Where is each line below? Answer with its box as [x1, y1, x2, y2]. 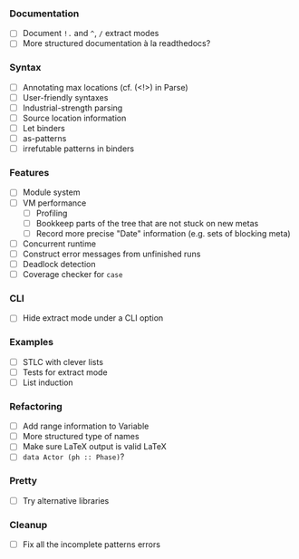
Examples [9, 336, 54, 349]
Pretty [9, 475, 38, 487]
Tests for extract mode [22, 366, 108, 378]
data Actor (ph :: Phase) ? [22, 451, 125, 462]
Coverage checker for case [22, 268, 123, 279]
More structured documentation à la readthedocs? [22, 38, 211, 49]
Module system [22, 187, 81, 198]
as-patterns [22, 133, 67, 144]
